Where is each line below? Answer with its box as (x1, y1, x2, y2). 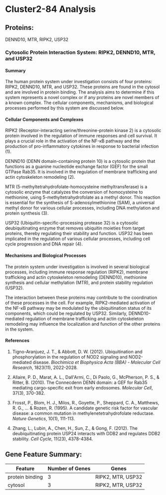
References (5, 338, 30, 344)
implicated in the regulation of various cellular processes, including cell (5, 236, 150, 242)
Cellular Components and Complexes (5, 116, 84, 123)
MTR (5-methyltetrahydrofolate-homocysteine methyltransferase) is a (5, 184, 148, 190)
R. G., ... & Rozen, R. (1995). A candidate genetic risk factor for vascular (12, 405, 158, 411)
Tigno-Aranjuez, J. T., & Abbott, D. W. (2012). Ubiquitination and (12, 349, 143, 355)
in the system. (5, 326, 34, 332)
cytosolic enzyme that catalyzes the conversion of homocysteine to (5, 189, 143, 195)
